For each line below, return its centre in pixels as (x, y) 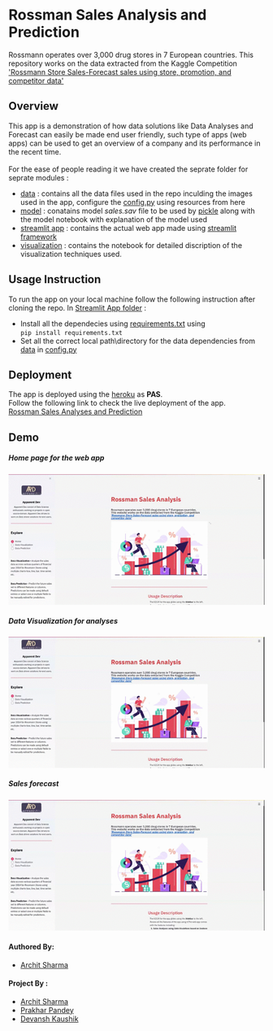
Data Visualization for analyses (63, 620)
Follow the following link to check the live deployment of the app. (117, 403)
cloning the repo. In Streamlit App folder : (77, 307)
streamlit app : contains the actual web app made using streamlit (128, 228)
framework (39, 237)
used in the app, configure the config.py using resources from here (132, 202)
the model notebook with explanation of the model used (113, 219)
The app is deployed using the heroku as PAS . (86, 394)
